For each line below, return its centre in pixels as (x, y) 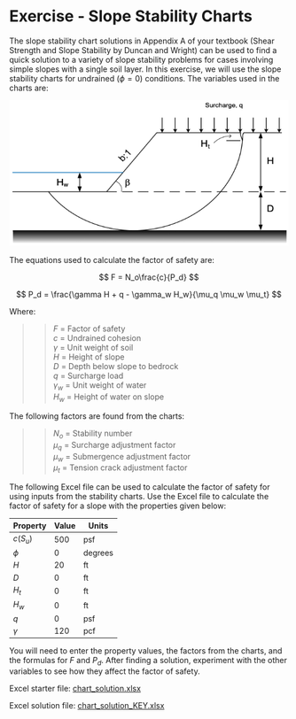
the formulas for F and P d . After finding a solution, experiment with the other (148, 661)
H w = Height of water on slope (109, 398)
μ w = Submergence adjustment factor (122, 457)
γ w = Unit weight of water (100, 387)
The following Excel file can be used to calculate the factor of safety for (140, 487)
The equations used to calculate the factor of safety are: (112, 260)
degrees (98, 553)
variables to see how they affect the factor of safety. (105, 671)
